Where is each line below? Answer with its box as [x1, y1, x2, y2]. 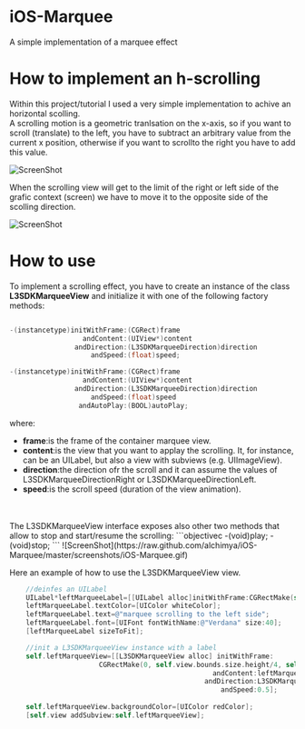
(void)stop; [9, 539, 51, 551]
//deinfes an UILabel [25, 584, 107, 594]
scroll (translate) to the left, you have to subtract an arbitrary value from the [9, 127, 292, 138]
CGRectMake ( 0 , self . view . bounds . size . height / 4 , [98, 660, 282, 669]
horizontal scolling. [9, 107, 81, 119]
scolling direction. [9, 201, 76, 212]
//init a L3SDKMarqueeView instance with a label [25, 643, 218, 652]
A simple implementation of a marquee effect [9, 36, 179, 47]
